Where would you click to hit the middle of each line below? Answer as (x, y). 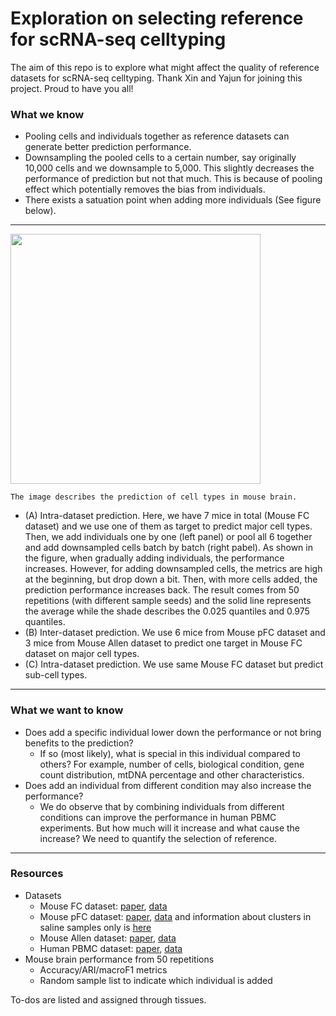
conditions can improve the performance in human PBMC (158, 817)
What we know (47, 114)
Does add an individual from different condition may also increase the (168, 785)
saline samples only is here (95, 927)
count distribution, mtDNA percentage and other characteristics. (172, 774)
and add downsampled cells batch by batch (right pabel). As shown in (168, 548)
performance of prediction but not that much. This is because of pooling (173, 179)
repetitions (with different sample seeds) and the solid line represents (168, 601)
